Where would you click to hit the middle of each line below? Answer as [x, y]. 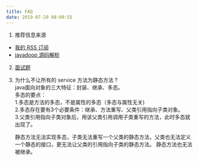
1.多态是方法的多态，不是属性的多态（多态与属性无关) [79, 102]
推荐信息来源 [30, 35]
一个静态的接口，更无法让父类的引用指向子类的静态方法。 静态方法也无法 [103, 144]
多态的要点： [30, 95]
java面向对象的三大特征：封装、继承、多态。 [69, 87]
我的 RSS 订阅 [32, 47]
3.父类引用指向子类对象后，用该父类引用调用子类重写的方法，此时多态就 [103, 117]
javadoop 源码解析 [37, 54]
